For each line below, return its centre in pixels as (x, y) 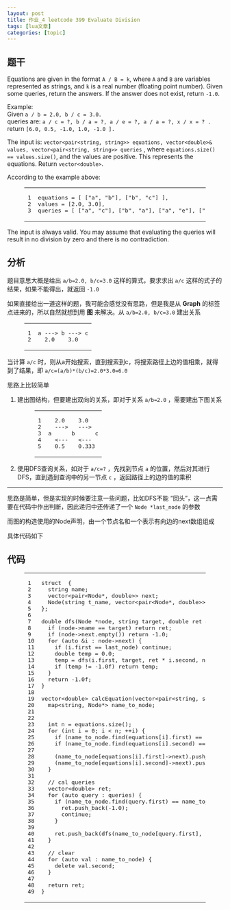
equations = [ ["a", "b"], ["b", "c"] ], (103, 198)
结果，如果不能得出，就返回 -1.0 (53, 289)
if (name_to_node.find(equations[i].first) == (128, 737)
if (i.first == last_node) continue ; (113, 647)
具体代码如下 (25, 536)
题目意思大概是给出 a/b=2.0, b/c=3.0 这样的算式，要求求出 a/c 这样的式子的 (115, 280)
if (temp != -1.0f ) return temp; (106, 666)
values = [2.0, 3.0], (71, 204)
